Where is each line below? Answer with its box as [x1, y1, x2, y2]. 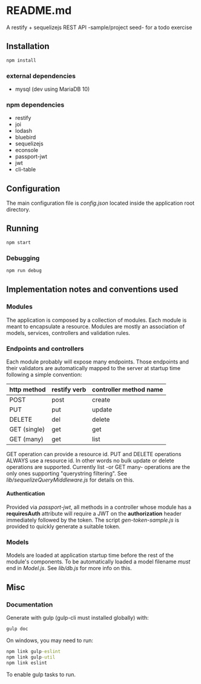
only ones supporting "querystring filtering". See [6, 470, 127, 477]
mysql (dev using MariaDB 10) [15, 85, 90, 93]
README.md [6, 4, 72, 18]
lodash [15, 127, 32, 134]
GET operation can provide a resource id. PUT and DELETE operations [6, 450, 182, 457]
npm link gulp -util [6, 654, 56, 660]
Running [6, 224, 39, 234]
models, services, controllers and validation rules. [6, 329, 130, 336]
